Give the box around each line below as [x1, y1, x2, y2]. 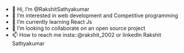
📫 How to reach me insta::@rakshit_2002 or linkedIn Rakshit [11, 32, 161, 38]
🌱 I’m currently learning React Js [11, 18, 93, 25]
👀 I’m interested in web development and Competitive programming [11, 12, 178, 19]
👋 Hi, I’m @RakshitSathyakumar [11, 6, 90, 13]
